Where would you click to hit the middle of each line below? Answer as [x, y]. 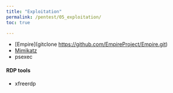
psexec [24, 57]
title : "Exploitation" [34, 11]
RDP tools [18, 70]
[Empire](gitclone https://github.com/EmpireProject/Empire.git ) [91, 44]
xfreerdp [25, 84]
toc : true [18, 22]
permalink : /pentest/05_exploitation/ [54, 17]
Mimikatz [26, 51]
